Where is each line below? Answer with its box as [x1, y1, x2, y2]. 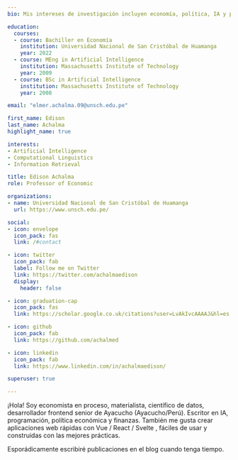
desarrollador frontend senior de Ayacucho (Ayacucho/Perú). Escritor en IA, [7, 409, 229, 417]
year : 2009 [20, 69, 52, 77]
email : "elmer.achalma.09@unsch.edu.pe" [7, 102, 129, 109]
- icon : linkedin [7, 349, 59, 356]
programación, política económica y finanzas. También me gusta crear [7, 416, 214, 425]
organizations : [7, 193, 52, 200]
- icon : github [7, 324, 52, 331]
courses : [13, 30, 40, 37]
